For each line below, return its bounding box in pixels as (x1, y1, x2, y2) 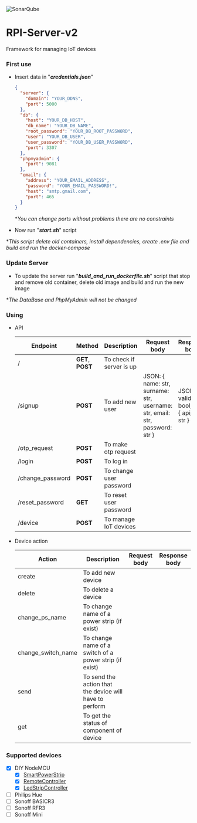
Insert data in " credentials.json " (14, 73, 94, 80)
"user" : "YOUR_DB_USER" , (25, 134, 86, 140)
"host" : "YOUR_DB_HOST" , (25, 117, 86, 123)
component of (83, 726, 122, 734)
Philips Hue (14, 791, 42, 798)
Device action (14, 537, 48, 544)
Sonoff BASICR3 (14, 798, 55, 805)
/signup (17, 401, 39, 409)
